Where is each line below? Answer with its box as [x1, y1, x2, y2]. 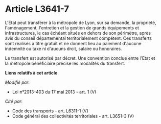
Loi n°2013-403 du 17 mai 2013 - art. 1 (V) [12, 89, 96, 95]
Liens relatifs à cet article [5, 70, 58, 75]
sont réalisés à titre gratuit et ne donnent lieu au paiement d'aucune [5, 40, 142, 46]
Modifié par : [5, 79, 30, 85]
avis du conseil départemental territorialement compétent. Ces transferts [5, 35, 152, 41]
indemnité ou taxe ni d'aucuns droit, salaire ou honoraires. [5, 46, 122, 51]
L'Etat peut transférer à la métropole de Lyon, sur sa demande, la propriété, [5, 20, 157, 25]
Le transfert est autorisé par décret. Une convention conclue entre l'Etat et [5, 55, 156, 61]
